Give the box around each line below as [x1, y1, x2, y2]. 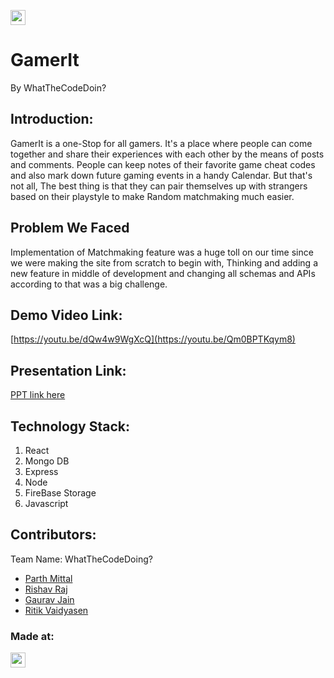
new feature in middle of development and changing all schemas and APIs [10, 267, 316, 279]
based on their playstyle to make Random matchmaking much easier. [10, 190, 295, 202]
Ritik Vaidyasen [24, 604, 89, 616]
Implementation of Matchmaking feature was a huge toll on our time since [10, 246, 314, 258]
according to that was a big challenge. [10, 278, 168, 290]
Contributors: [10, 526, 97, 544]
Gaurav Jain [24, 593, 75, 605]
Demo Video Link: [10, 306, 123, 324]
